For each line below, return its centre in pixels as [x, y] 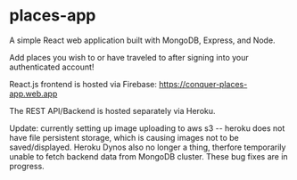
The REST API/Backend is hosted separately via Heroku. [112, 110]
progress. [27, 166]
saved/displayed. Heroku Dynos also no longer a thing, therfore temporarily [148, 147]
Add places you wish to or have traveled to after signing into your [129, 57]
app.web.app [33, 94]
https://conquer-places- [203, 84]
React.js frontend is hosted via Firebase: [83, 84]
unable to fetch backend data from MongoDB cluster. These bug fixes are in [148, 156]
